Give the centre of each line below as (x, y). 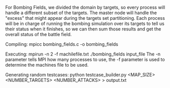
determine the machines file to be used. (47, 65)
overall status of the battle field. (39, 34)
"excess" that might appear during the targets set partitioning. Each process (85, 18)
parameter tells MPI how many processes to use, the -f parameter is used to (85, 60)
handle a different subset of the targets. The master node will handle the (81, 13)
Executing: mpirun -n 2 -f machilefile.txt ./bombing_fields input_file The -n (83, 54)
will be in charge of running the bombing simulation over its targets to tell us (85, 23)
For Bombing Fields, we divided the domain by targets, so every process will (85, 7)
